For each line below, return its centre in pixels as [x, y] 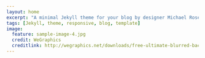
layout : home [23, 12]
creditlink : [27, 46]
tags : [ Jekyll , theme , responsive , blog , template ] [73, 23]
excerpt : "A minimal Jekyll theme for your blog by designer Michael [97, 18]
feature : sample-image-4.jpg [49, 34]
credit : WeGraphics [37, 40]
